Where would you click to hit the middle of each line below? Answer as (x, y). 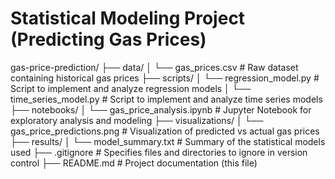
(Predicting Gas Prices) (108, 39)
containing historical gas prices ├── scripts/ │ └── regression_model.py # (165, 78)
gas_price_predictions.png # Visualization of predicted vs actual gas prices (165, 131)
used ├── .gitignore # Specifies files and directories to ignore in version (159, 152)
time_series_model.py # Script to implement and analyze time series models (166, 99)
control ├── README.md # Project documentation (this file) (134, 163)
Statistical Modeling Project (128, 18)
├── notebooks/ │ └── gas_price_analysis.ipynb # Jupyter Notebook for (161, 109)
